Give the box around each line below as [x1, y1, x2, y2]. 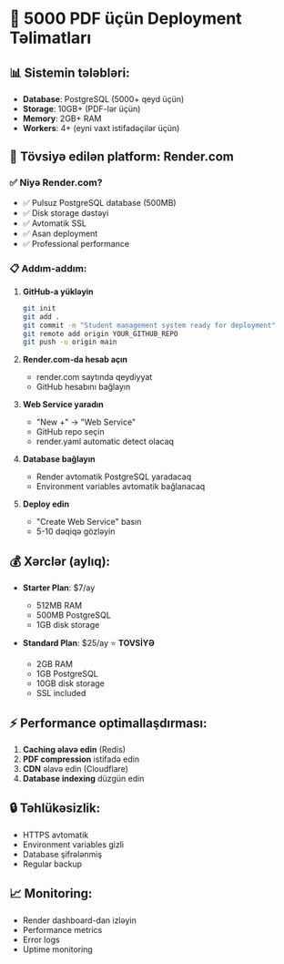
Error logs [22, 934, 61, 945]
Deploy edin [22, 498, 70, 509]
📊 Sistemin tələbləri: [9, 65, 130, 80]
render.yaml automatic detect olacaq [35, 436, 175, 447]
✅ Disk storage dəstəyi [22, 207, 109, 218]
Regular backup [22, 858, 83, 869]
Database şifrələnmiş [22, 848, 103, 859]
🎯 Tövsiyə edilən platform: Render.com [9, 149, 234, 165]
